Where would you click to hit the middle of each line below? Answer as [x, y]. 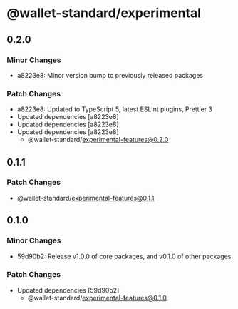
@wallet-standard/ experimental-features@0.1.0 [97, 298]
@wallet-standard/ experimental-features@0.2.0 [98, 140]
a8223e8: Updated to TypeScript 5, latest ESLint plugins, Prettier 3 [115, 109]
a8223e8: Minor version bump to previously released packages [110, 75]
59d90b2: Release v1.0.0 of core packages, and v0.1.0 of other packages [124, 256]
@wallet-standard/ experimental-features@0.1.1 [86, 198]
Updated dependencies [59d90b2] [68, 290]
